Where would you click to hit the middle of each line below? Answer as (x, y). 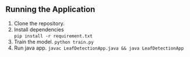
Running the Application (50, 9)
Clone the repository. (39, 23)
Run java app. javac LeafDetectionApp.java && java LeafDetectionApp (99, 48)
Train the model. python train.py (54, 41)
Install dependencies (39, 29)
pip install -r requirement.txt (53, 36)
